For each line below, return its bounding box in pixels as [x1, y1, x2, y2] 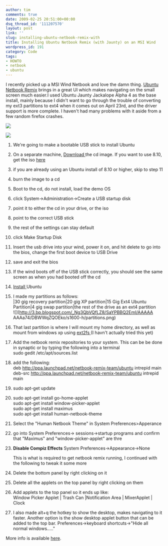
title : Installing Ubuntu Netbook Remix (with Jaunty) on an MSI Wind [5, 40, 156, 45]
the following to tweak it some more [12, 460, 87, 466]
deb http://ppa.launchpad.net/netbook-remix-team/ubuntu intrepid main [12, 365, 161, 370]
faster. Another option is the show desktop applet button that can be [12, 515, 154, 520]
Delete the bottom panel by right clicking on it [12, 470, 107, 475]
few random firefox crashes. [5, 113, 64, 119]
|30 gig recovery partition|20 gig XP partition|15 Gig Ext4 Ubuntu [12, 298, 147, 304]
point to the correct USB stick [12, 215, 74, 220]
